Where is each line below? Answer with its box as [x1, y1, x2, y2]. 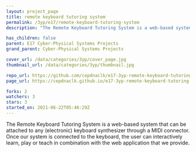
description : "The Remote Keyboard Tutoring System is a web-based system [6, 24, 192, 31]
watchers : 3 [6, 94, 35, 100]
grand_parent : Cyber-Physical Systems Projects [6, 46, 124, 52]
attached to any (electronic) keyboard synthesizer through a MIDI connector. [6, 126, 190, 134]
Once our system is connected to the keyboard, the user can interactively [6, 133, 183, 140]
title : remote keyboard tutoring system [6, 14, 106, 20]
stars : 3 [6, 100, 27, 105]
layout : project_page [6, 8, 59, 15]
